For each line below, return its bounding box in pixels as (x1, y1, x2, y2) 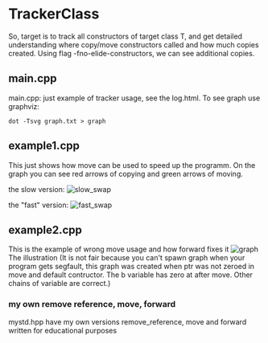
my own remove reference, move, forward (8, 299, 175, 310)
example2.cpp (8, 223, 83, 237)
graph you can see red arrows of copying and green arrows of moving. (8, 169, 244, 178)
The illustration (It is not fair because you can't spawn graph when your (8, 253, 245, 263)
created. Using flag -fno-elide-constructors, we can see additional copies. (8, 48, 255, 58)
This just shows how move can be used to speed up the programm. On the (8, 160, 256, 169)
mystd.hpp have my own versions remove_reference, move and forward (8, 316, 247, 326)
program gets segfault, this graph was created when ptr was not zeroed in (8, 262, 255, 272)
